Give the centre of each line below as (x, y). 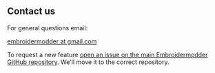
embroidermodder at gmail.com (52, 41)
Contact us (31, 11)
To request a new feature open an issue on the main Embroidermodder (107, 54)
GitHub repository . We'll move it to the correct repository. (88, 62)
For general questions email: (48, 28)
